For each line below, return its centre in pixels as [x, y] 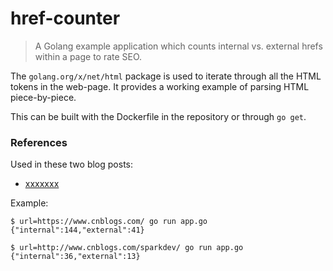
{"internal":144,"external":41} [77, 230]
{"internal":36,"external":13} [75, 257]
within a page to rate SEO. [88, 56]
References [39, 142]
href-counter [65, 18]
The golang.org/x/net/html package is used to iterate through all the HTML [166, 76]
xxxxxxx [42, 184]
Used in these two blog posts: [72, 164]
